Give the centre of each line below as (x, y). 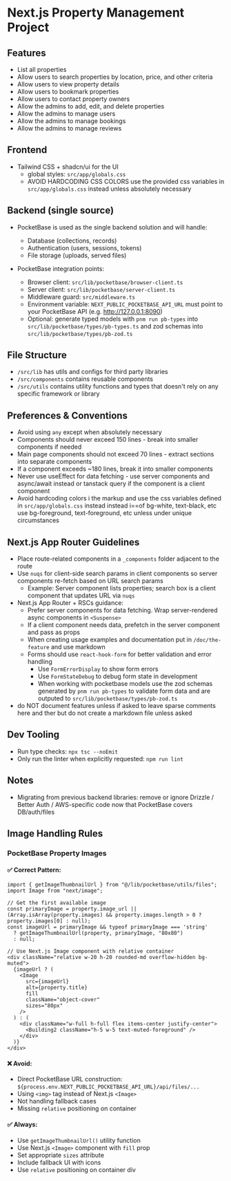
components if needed (49, 447)
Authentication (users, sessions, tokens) (84, 248)
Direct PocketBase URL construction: (70, 1079)
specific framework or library (58, 394)
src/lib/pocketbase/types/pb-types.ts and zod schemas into (115, 326)
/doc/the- (207, 640)
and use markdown (78, 647)
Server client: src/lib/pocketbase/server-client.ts (101, 289)
